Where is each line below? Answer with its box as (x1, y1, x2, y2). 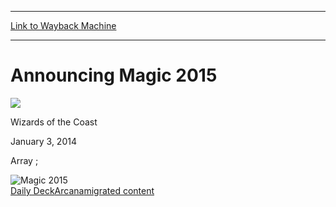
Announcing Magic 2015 (10, 64, 218, 87)
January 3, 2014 (10, 135, 77, 147)
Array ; (10, 154, 39, 166)
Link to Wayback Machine (10, 20, 117, 31)
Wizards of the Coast (10, 116, 98, 128)
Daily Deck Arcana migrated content (10, 184, 155, 196)
